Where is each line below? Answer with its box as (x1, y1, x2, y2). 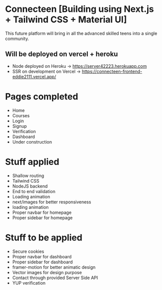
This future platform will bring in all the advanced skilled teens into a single (5, 30, 158, 36)
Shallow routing (12, 172, 44, 179)
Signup (12, 123, 27, 129)
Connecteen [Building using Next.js (5, 3, 154, 15)
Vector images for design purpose (12, 269, 82, 275)
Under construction (12, 139, 52, 145)
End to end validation (12, 188, 56, 194)
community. (5, 36, 29, 42)
